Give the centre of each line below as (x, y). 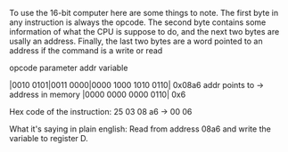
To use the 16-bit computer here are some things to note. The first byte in (144, 13)
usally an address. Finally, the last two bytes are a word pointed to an (136, 41)
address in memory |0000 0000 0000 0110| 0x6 (98, 94)
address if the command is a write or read (86, 51)
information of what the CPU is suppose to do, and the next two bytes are (144, 32)
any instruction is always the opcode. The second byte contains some (138, 22)
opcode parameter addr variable (69, 68)
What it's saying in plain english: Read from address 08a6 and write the (140, 129)
